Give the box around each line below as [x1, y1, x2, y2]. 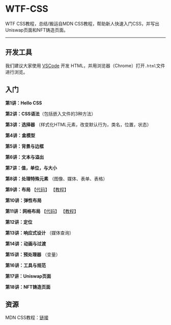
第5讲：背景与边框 [5, 143, 44, 149]
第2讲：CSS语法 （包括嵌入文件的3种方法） [5, 111, 96, 117]
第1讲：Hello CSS [5, 100, 42, 106]
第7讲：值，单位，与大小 [5, 165, 58, 171]
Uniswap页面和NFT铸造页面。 [5, 26, 69, 33]
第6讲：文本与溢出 [5, 154, 44, 160]
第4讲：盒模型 [5, 132, 36, 138]
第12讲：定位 [5, 219, 33, 225]
